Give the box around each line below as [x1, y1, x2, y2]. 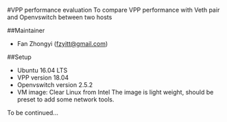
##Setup [7, 53, 32, 61]
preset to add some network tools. [16, 95, 115, 103]
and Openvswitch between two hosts [7, 13, 112, 21]
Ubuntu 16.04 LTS [16, 66, 68, 74]
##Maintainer [7, 27, 45, 34]
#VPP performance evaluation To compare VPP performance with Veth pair [7, 6, 220, 14]
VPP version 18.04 [16, 73, 69, 82]
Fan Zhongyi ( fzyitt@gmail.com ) [16, 40, 108, 47]
